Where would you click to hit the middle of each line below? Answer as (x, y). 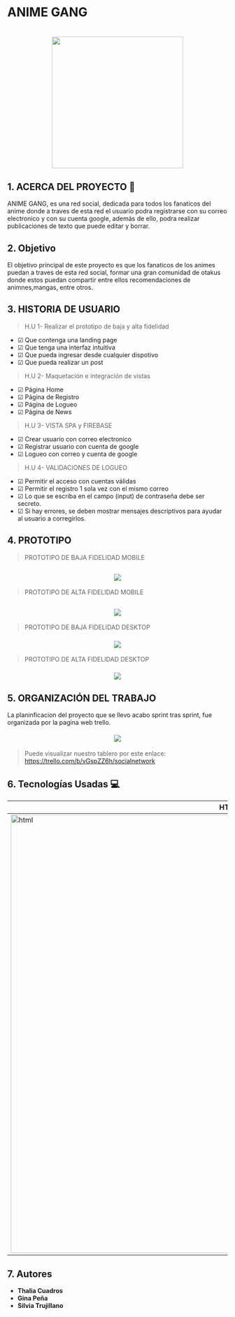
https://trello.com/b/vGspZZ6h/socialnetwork (90, 761)
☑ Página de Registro (48, 396)
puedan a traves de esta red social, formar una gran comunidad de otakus (114, 272)
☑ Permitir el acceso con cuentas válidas (77, 481)
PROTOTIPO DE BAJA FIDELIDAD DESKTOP (87, 627)
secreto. (29, 503)
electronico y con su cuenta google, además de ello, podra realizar (104, 219)
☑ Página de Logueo (47, 404)
